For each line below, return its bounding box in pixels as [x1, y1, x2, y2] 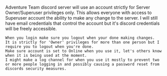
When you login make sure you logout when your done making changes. [5, 35, 155, 40]
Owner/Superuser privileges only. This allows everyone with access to [5, 10, 152, 16]
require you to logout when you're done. [5, 44, 94, 49]
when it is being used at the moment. [5, 53, 87, 58]
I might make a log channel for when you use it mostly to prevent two [5, 57, 159, 62]
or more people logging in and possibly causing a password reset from [5, 62, 159, 67]
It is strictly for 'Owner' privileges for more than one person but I [5, 40, 159, 45]
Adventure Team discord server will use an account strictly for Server [5, 5, 150, 10]
